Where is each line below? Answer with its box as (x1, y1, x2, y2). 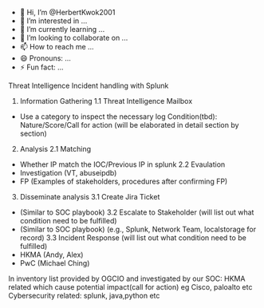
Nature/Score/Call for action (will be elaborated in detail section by (19, 120, 239, 129)
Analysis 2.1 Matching (19, 144, 92, 153)
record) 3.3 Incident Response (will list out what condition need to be (19, 233, 247, 243)
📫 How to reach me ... (19, 42, 94, 51)
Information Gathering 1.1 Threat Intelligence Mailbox (19, 97, 193, 105)
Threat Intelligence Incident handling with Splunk (8, 81, 169, 90)
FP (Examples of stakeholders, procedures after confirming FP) (19, 176, 228, 186)
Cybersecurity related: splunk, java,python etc (8, 291, 160, 300)
